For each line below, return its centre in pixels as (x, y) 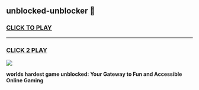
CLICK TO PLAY (29, 28)
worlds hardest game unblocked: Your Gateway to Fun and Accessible (94, 74)
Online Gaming (25, 80)
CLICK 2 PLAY (27, 50)
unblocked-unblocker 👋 (51, 11)
